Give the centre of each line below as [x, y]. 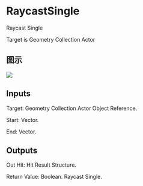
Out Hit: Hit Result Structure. [41, 165]
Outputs [22, 150]
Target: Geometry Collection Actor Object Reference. [72, 108]
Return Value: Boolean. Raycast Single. [54, 177]
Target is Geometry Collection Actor [51, 39]
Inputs [19, 94]
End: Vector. [21, 132]
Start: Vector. [23, 120]
